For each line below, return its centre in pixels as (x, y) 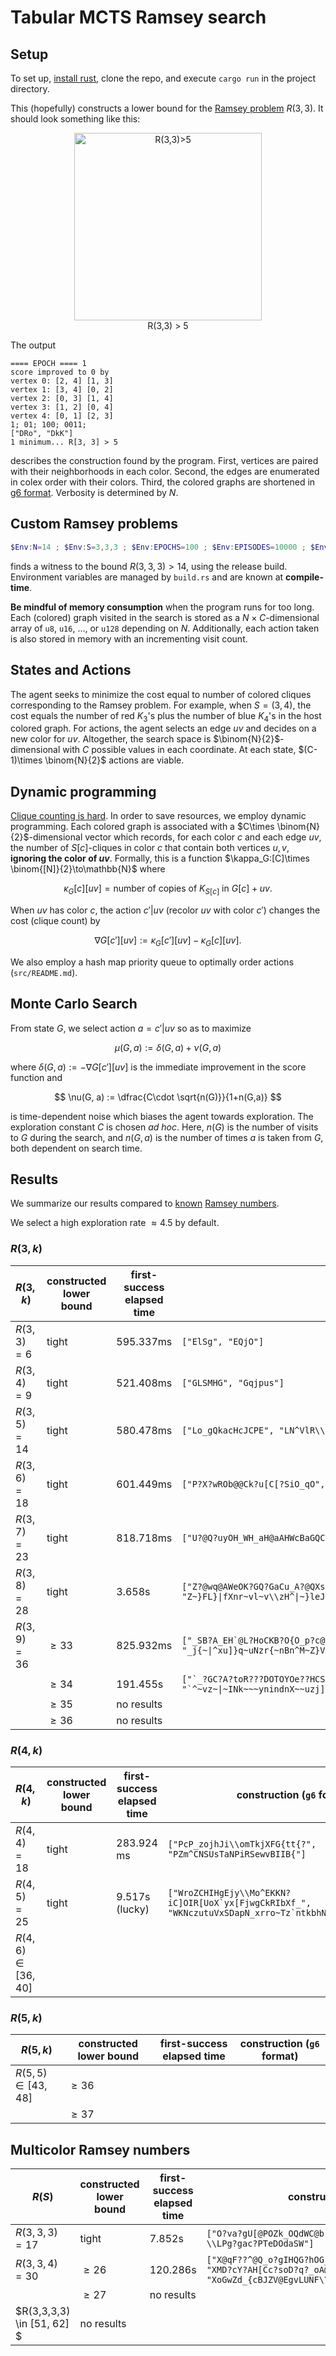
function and (36, 1077)
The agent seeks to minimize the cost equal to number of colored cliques (161, 694)
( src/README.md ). (44, 972)
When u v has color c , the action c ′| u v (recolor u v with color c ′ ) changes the (165, 910)
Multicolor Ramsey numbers (100, 2149)
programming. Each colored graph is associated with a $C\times (142, 827)
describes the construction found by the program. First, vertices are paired (164, 460)
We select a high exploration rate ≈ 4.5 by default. (115, 1223)
